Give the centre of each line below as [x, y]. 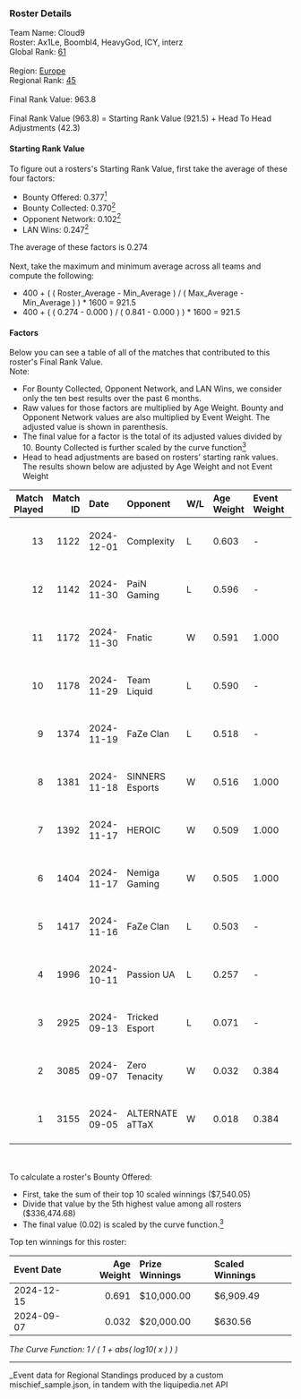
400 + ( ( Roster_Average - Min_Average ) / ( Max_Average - [133, 293]
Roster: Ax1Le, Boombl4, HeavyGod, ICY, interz [96, 42]
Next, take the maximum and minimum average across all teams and [135, 266]
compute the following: [52, 276]
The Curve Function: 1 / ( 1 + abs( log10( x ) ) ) [94, 1349]
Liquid [140, 691]
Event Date [38, 1269]
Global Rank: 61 [38, 52]
